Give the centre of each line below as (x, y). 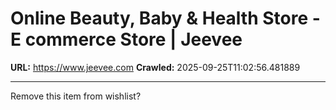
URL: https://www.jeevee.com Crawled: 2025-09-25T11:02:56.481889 (155, 67)
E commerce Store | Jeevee (126, 39)
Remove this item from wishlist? (76, 96)
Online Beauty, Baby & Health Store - (165, 18)
